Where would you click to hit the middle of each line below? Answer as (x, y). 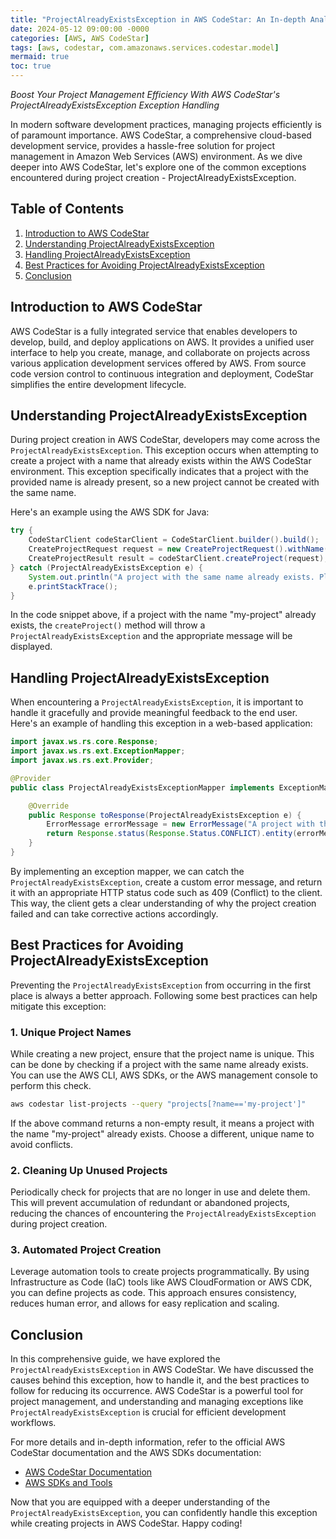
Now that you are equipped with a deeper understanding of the (140, 1502)
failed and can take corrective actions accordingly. (114, 913)
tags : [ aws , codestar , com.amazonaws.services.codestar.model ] (145, 47)
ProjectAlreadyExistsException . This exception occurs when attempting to (164, 450)
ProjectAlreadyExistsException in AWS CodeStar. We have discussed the (162, 1370)
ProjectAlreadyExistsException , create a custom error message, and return (166, 882)
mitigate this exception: (58, 1006)
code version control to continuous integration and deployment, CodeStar (162, 373)
